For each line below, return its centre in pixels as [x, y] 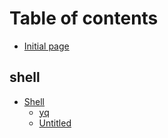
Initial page [46, 46]
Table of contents [84, 18]
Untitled [55, 123]
